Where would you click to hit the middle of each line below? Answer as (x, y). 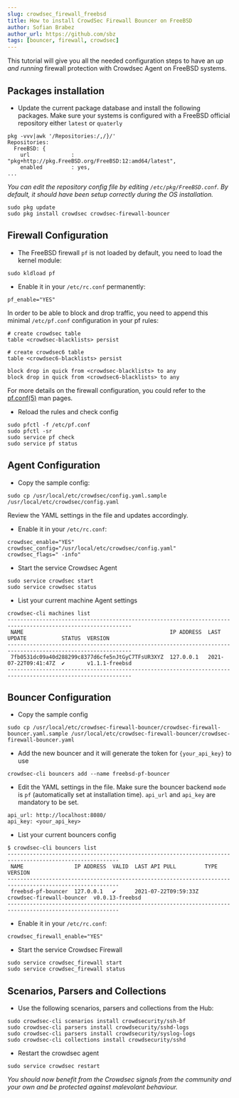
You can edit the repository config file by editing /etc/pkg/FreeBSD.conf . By (118, 187)
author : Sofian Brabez (41, 27)
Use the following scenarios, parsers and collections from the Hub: (116, 1008)
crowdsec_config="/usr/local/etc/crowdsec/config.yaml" (92, 548)
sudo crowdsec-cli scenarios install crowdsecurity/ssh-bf (97, 1021)
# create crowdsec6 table (46, 352)
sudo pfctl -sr (30, 431)
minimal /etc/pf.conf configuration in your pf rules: (83, 320)
